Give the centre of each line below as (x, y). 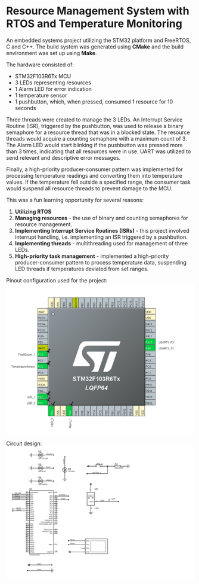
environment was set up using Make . (52, 53)
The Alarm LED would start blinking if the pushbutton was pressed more (94, 145)
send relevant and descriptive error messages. (63, 157)
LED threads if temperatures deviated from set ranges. (82, 269)
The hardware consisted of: (40, 65)
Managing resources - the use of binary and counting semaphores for (102, 218)
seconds (25, 108)
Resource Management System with (98, 11)
